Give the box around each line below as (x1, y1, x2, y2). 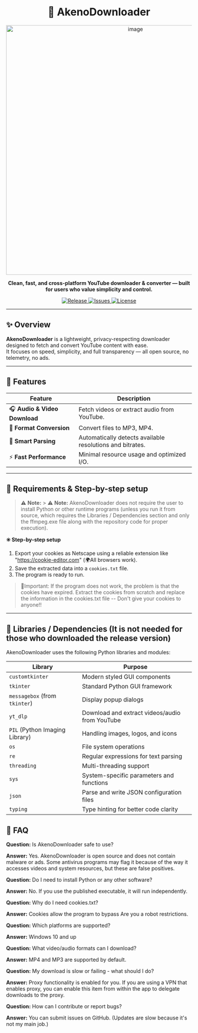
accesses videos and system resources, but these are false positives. (6, 865, 175, 872)
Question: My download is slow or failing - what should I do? (6, 968, 154, 974)
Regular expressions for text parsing (81, 752, 183, 760)
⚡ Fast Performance (9, 453, 67, 461)
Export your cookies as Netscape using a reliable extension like (14, 550, 169, 557)
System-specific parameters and (81, 772, 174, 780)
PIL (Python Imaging (9, 726, 66, 734)
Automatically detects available (78, 433, 165, 441)
